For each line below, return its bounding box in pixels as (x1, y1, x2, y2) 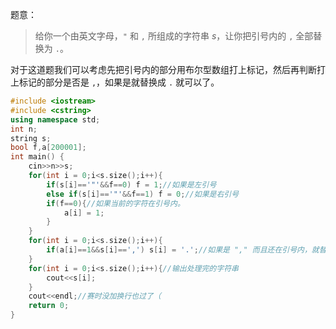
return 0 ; (28, 301, 70, 311)
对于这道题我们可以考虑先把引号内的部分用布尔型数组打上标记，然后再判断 (10, 64, 317, 75)
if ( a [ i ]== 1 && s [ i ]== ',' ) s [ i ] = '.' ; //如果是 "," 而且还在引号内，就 (46, 245, 320, 255)
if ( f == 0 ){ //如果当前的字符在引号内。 (46, 198, 185, 208)
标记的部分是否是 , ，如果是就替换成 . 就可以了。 (18, 76, 220, 88)
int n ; (10, 124, 38, 134)
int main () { (10, 152, 65, 162)
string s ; (10, 133, 52, 143)
